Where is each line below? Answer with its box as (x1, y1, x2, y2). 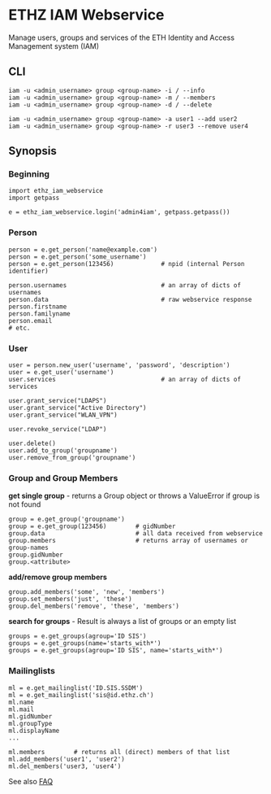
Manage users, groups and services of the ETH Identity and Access (8, 33, 235, 42)
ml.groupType (8, 719, 53, 727)
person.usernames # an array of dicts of (8, 281, 242, 290)
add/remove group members (8, 572, 108, 582)
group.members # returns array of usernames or (8, 537, 249, 545)
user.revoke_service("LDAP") (8, 425, 107, 434)
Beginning (8, 168, 50, 180)
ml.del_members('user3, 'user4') (8, 762, 122, 770)
